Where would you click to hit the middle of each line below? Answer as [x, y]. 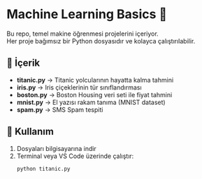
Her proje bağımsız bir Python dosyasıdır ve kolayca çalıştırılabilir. [101, 41]
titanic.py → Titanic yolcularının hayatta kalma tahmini [95, 80]
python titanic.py [43, 169]
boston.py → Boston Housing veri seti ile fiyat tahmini [94, 94]
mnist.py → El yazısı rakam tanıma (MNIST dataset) [91, 102]
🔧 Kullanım [30, 132]
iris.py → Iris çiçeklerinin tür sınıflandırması [79, 87]
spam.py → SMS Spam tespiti [60, 109]
